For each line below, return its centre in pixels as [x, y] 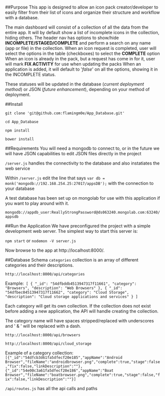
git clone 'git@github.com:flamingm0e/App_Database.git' [65, 113]
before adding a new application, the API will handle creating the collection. [82, 311]
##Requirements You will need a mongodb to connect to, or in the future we [82, 148]
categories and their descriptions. [40, 265]
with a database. [22, 18]
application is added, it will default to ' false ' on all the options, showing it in [82, 69]
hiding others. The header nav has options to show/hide [62, 38]
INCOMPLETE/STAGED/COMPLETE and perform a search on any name [78, 43]
